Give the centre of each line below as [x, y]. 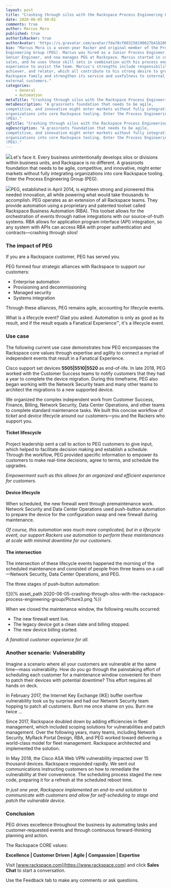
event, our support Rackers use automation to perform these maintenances [85, 535]
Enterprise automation [36, 282]
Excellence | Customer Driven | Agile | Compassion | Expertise [73, 855]
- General [25, 90]
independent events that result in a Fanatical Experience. [65, 358]
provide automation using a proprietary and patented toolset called [76, 206]
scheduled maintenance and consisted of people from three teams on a [80, 569]
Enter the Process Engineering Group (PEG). [52, 179]
